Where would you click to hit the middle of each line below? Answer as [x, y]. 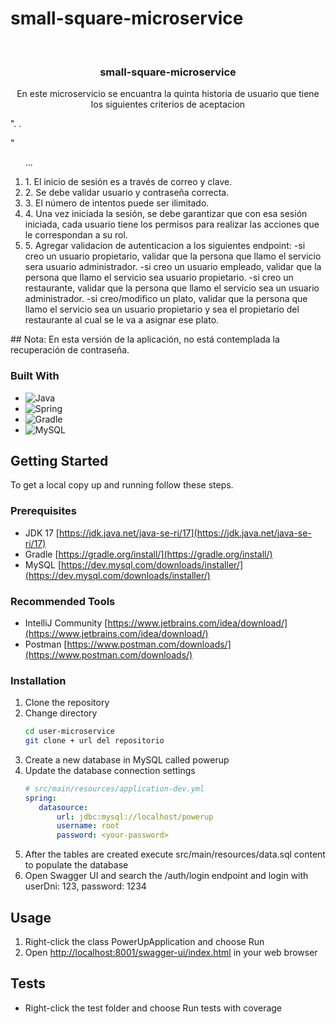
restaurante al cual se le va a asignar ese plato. [122, 320]
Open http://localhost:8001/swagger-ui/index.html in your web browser [171, 953]
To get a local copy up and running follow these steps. [122, 485]
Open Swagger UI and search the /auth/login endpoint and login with [166, 876]
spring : [40, 798]
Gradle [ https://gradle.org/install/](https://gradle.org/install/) [148, 554]
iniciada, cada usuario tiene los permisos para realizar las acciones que [172, 224]
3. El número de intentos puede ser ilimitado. [117, 203]
